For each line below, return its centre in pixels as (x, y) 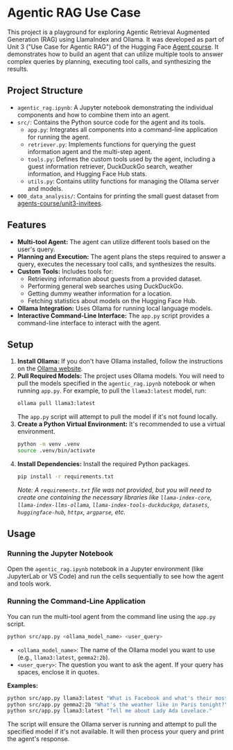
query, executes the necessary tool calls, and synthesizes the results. (116, 264)
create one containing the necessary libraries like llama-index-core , (115, 497)
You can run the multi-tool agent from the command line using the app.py (112, 616)
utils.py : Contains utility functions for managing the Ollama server (123, 181)
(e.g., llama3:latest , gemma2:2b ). (63, 657)
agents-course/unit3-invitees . (60, 203)
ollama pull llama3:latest (56, 404)
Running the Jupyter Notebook (60, 554)
